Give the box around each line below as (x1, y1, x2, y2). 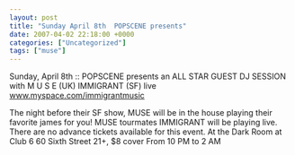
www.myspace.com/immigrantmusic (9, 90, 146, 101)
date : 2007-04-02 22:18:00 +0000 (9, 30, 135, 39)
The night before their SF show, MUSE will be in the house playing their (9, 108, 273, 118)
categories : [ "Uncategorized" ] (9, 38, 127, 47)
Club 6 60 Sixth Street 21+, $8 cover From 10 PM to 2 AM (9, 136, 222, 147)
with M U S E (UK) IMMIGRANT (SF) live (9, 81, 157, 91)
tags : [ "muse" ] (9, 47, 67, 56)
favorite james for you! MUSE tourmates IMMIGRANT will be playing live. (9, 117, 278, 128)
